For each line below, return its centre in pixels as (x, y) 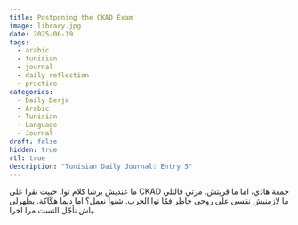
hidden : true (33, 149)
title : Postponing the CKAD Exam (71, 17)
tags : (19, 42)
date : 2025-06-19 (41, 34)
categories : (31, 92)
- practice (37, 84)
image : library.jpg (45, 26)
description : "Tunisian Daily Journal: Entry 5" (101, 166)
